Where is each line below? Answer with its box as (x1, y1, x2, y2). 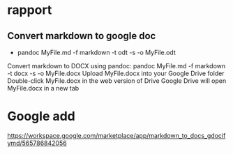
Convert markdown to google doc (7, 30, 156, 42)
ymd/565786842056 (7, 139, 68, 147)
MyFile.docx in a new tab (7, 84, 80, 92)
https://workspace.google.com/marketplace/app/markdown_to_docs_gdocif (7, 131, 226, 139)
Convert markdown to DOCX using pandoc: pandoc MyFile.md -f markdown (7, 62, 226, 70)
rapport (7, 2, 52, 18)
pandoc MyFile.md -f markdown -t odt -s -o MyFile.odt (17, 48, 176, 56)
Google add (7, 109, 75, 124)
